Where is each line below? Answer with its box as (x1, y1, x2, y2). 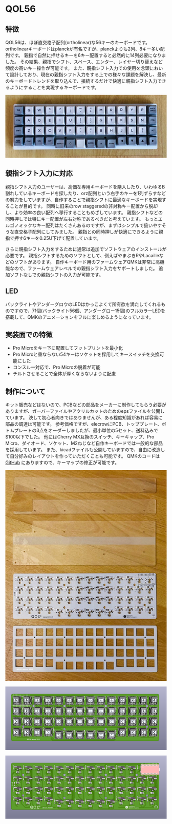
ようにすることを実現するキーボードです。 (9, 84, 99, 90)
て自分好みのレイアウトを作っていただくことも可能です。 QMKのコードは (5, 453, 160, 459)
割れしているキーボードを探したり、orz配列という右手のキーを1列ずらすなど (5, 190, 166, 196)
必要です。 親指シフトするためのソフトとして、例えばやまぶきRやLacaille (5, 252, 160, 258)
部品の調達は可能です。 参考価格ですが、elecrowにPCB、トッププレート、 (5, 421, 162, 427)
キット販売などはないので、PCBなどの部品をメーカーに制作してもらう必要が (5, 401, 166, 408)
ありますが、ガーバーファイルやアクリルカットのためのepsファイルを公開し (5, 408, 165, 414)
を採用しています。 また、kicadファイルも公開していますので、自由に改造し (5, 447, 165, 453)
